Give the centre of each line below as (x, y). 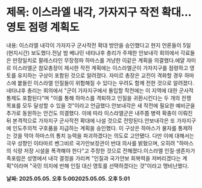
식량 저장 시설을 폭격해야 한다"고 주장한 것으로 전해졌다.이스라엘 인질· (94, 151)
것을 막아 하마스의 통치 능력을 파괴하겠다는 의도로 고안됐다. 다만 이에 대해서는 (103, 136)
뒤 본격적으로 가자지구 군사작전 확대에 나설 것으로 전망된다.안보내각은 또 (91, 121)
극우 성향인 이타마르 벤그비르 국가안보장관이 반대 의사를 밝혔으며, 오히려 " (93, 143)
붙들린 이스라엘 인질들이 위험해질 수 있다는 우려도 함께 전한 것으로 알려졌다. (106, 83)
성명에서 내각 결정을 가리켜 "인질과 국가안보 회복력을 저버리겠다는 (104, 158)
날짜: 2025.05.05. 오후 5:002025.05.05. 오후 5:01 (68, 178)
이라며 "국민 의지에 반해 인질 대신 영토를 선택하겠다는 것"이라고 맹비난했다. (101, 166)
